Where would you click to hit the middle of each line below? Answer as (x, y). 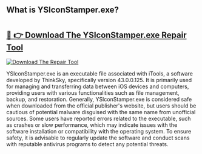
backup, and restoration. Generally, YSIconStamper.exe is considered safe (99, 99)
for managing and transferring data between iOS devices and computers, (98, 86)
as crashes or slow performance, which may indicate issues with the (92, 125)
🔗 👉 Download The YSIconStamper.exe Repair (96, 35)
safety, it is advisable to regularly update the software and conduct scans (98, 138)
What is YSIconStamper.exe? (63, 10)
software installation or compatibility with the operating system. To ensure (99, 131)
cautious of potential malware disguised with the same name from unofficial (101, 112)
